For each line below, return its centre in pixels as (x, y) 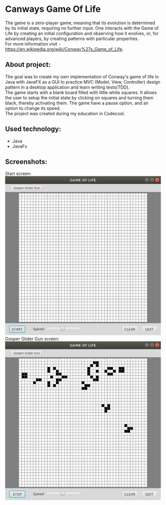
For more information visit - (33, 44)
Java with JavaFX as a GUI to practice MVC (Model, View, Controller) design (83, 82)
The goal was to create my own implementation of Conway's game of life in (82, 76)
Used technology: (33, 129)
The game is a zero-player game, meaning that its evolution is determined (80, 23)
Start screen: (18, 174)
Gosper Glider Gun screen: (32, 339)
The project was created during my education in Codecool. (65, 113)
